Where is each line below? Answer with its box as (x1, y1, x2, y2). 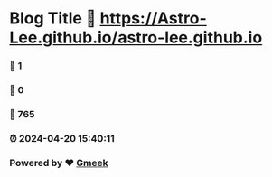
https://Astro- (99, 8, 208, 29)
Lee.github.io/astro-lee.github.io (9, 27, 263, 48)
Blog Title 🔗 (9, 8, 97, 29)
